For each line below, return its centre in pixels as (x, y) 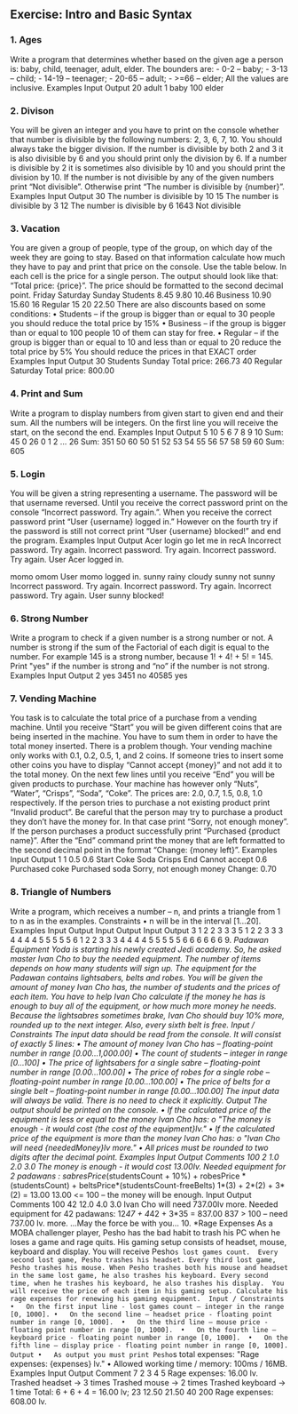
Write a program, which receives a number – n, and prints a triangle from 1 (145, 911)
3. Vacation (35, 228)
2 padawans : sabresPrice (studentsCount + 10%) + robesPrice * (128, 1176)
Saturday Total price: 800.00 (62, 371)
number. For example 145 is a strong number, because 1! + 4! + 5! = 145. (142, 657)
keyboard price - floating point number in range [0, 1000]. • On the (149, 1338)
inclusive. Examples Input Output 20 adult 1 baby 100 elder (117, 87)
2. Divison (32, 110)
